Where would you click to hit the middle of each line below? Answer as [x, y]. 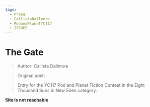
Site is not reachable [27, 100]
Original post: [31, 76]
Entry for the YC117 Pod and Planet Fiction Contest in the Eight [81, 85]
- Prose [18, 14]
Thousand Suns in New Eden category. [57, 90]
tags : [11, 10]
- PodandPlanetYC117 [31, 23]
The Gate [24, 53]
